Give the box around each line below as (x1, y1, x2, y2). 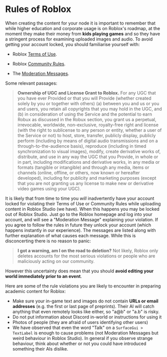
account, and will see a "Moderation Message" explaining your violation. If (5, 216, 158, 222)
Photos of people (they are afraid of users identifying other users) (12, 319, 148, 325)
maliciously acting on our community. (17, 258, 95, 264)
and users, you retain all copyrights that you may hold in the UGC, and (17, 106, 162, 112)
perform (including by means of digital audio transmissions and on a (17, 138, 158, 144)
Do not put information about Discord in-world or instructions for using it (12, 314, 162, 320)
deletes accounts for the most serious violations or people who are (17, 253, 155, 259)
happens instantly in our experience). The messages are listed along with (5, 227, 156, 233)
